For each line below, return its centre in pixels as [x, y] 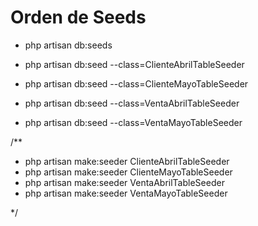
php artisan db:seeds [68, 45]
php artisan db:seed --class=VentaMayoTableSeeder [133, 122]
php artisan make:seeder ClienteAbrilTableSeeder [127, 161]
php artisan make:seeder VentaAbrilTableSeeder [124, 182]
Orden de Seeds [78, 17]
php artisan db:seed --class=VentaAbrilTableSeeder [132, 103]
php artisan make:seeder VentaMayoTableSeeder [126, 193]
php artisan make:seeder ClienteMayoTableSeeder [128, 172]
